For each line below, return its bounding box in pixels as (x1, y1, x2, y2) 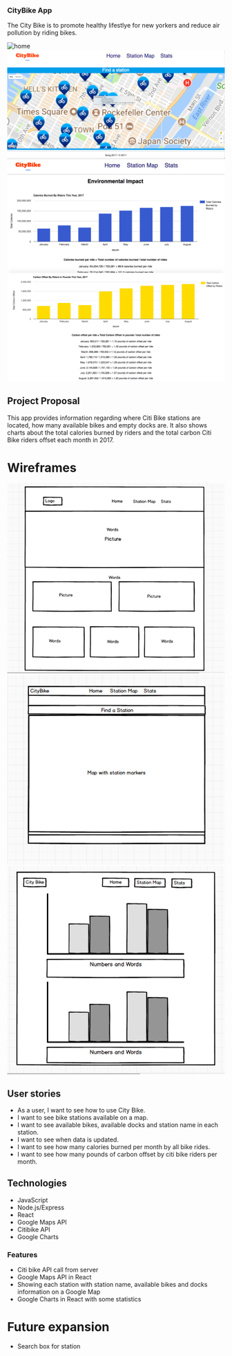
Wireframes (7, 459, 77, 475)
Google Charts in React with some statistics (17, 1295, 142, 1303)
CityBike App (7, 6, 52, 15)
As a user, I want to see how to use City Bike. (17, 1106, 146, 1114)
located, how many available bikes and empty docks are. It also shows (7, 421, 208, 429)
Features (7, 1249, 38, 1259)
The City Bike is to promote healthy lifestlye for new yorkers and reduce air (7, 21, 220, 30)
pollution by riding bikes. (7, 28, 77, 37)
